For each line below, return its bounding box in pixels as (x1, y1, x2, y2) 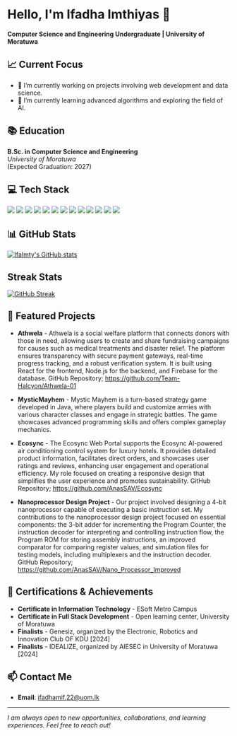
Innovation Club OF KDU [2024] (17, 634, 111, 643)
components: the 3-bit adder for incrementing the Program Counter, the (17, 520, 226, 529)
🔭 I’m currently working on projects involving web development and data (17, 81, 229, 89)
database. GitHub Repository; (17, 374, 104, 382)
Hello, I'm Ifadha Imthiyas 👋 (7, 6, 171, 23)
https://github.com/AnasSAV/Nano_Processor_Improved (17, 565, 181, 573)
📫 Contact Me (7, 671, 73, 683)
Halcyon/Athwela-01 (17, 381, 76, 390)
